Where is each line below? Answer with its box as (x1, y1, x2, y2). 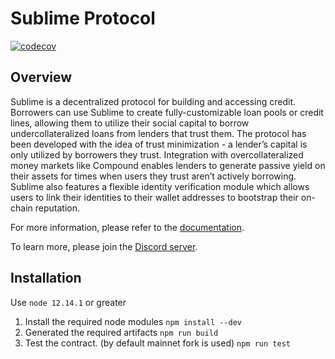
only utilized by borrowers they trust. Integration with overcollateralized (10, 148, 304, 161)
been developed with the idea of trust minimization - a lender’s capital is (10, 138, 308, 150)
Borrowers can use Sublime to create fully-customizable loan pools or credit (10, 106, 324, 118)
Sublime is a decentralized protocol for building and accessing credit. (10, 95, 297, 107)
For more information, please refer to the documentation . (10, 221, 245, 233)
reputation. (34, 202, 80, 214)
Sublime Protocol (10, 7, 156, 30)
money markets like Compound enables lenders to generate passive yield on (10, 159, 326, 171)
